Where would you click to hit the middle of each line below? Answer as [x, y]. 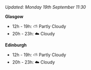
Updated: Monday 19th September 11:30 [45, 7]
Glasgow [14, 16]
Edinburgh [16, 45]
